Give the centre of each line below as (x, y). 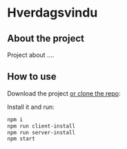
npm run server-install (41, 132)
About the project (46, 38)
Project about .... (31, 55)
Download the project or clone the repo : (64, 93)
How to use (32, 77)
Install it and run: (31, 107)
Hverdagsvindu (52, 13)
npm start (21, 139)
